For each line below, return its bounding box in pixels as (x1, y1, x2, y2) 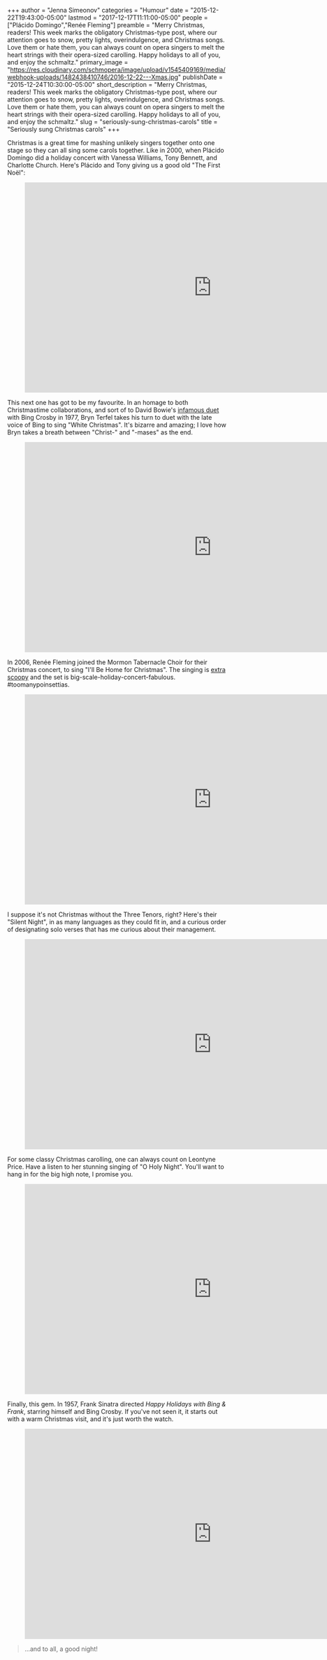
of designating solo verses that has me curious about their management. (7, 925, 217, 933)
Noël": (7, 168, 26, 177)
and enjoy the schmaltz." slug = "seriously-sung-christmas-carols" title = (7, 118, 218, 125)
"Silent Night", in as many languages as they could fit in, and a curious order (7, 918, 227, 926)
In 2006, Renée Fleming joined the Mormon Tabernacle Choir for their (7, 658, 208, 666)
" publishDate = (177, 73, 224, 81)
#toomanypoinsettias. (7, 680, 70, 689)
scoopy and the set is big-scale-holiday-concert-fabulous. (7, 673, 176, 681)
